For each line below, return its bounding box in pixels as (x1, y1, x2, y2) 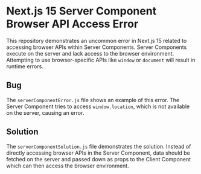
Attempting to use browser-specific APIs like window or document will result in (6, 56, 196, 63)
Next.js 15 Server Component (6, 4, 157, 18)
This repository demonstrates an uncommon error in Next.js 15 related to (6, 37, 187, 44)
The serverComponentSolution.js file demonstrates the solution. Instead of (6, 143, 191, 150)
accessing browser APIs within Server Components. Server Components (6, 43, 187, 51)
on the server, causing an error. (6, 109, 85, 116)
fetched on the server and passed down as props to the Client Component (6, 155, 191, 163)
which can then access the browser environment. (6, 162, 129, 169)
